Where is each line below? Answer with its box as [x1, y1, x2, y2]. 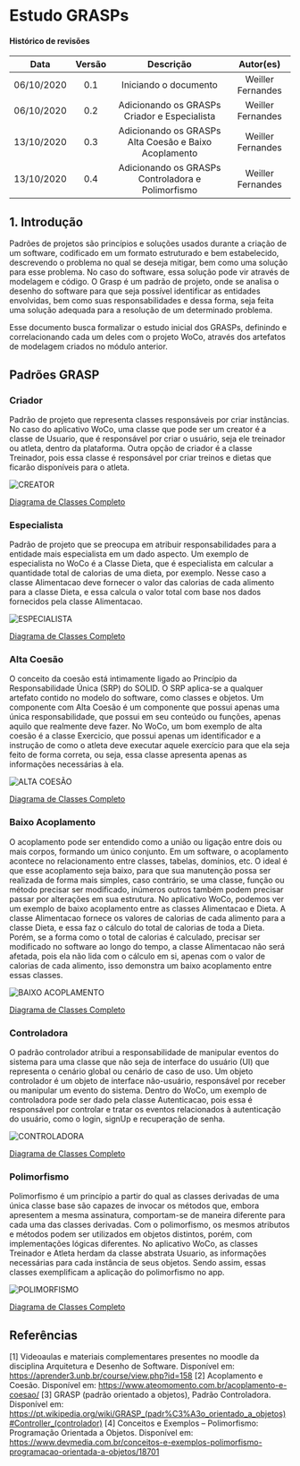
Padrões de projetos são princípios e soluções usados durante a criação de [9, 238, 287, 249]
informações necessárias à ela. [9, 759, 124, 770]
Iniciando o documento [121, 79, 219, 91]
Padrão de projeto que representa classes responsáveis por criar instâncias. [9, 413, 290, 425]
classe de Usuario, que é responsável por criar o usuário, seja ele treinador [9, 433, 286, 444]
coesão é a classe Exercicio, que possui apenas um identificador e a [9, 730, 262, 741]
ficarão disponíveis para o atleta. [9, 462, 129, 473]
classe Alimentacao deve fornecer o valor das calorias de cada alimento [9, 577, 275, 588]
